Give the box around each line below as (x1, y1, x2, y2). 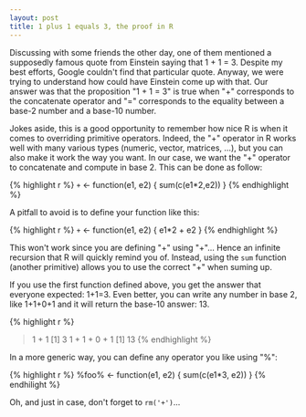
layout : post (9, 13, 59, 23)
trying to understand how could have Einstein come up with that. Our (9, 76, 269, 87)
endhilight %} (9, 379, 61, 390)
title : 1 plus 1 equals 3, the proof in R (9, 22, 174, 31)
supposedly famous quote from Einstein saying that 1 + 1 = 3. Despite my (9, 57, 283, 68)
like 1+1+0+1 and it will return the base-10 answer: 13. (9, 298, 210, 309)
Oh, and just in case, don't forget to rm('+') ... (9, 396, 181, 407)
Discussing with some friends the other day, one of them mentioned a (9, 47, 272, 57)
